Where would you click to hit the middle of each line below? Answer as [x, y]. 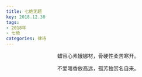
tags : [13, 22]
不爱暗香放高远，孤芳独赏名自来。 [98, 68]
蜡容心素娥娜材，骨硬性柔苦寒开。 [98, 56]
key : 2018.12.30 [26, 17]
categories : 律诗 [26, 38]
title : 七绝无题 [24, 11]
